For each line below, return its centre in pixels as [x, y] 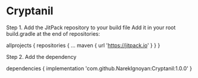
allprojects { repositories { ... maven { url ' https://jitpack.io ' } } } [83, 45]
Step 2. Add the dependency [41, 57]
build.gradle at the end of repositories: [53, 33]
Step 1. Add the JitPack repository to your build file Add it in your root [91, 27]
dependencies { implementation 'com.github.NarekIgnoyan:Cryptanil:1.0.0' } [99, 68]
